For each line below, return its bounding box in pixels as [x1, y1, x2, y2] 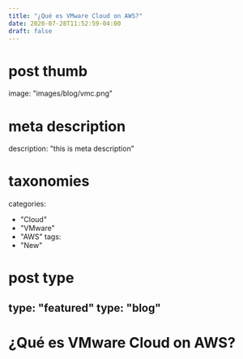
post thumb [8, 62, 87, 80]
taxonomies [8, 172, 90, 190]
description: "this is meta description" [8, 143, 135, 154]
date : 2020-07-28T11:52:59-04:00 [8, 19, 122, 28]
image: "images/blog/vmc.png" [8, 88, 113, 98]
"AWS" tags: [19, 232, 62, 241]
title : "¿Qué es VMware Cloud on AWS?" [8, 11, 143, 20]
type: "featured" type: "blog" [8, 301, 161, 314]
